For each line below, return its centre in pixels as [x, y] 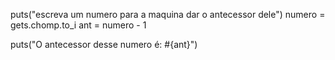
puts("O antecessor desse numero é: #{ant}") [104, 44]
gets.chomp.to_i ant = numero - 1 [78, 25]
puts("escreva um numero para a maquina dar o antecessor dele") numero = [168, 14]
